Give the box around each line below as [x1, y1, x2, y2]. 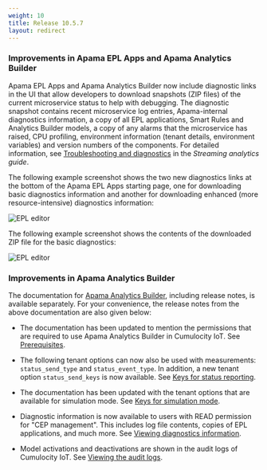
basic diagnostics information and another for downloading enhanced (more [8, 189, 259, 199]
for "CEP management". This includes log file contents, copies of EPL [19, 420, 248, 429]
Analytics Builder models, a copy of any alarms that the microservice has [8, 123, 248, 132]
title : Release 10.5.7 [8, 19, 84, 27]
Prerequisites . [19, 339, 66, 349]
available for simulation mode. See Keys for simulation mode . [19, 396, 221, 405]
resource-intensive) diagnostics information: [8, 198, 154, 207]
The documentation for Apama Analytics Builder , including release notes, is [8, 290, 255, 300]
